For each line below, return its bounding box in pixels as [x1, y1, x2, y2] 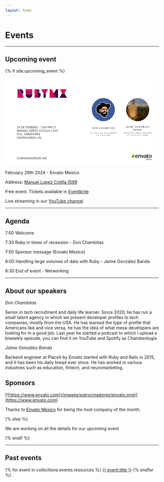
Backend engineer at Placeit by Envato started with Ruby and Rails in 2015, [5, 354, 155, 360]
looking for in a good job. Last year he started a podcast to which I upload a [5, 330, 157, 336]
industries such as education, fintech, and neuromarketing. [5, 364, 123, 370]
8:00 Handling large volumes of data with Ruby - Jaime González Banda [5, 259, 150, 265]
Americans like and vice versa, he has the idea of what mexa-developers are [5, 325, 159, 331]
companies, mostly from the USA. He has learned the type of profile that [5, 319, 151, 325]
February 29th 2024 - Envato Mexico [5, 169, 80, 176]
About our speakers [5, 287, 67, 295]
